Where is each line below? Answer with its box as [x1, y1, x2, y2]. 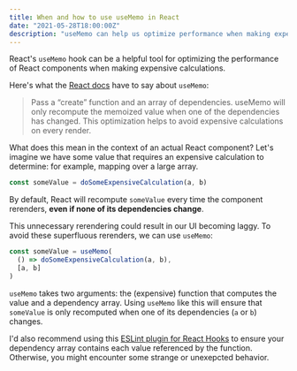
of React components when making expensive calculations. [9, 63, 226, 73]
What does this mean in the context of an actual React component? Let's [9, 142, 274, 153]
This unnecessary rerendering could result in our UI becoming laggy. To [9, 221, 271, 231]
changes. [9, 315, 43, 327]
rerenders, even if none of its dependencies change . [9, 204, 204, 215]
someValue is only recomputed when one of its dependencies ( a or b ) [9, 307, 258, 317]
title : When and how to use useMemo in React [9, 12, 179, 22]
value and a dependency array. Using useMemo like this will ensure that [9, 297, 263, 307]
